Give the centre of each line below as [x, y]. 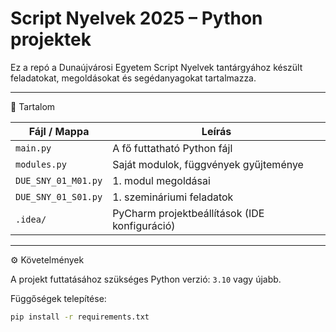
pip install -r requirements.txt [80, 317]
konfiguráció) [144, 225]
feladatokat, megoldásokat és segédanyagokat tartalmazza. [133, 78]
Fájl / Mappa [59, 131]
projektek [51, 39]
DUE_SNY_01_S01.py [59, 196]
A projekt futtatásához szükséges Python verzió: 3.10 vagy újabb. [146, 279]
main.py [33, 148]
